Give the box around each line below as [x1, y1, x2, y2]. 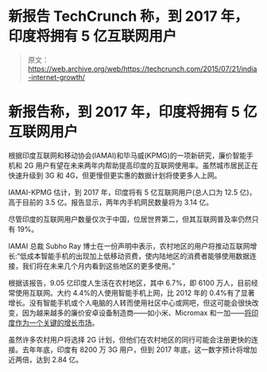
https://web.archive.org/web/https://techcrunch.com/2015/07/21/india [27, 64, 257, 73]
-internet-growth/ [27, 72, 86, 82]
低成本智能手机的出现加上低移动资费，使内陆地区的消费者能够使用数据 [19, 251, 250, 260]
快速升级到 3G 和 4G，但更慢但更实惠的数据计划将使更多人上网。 [8, 170, 222, 180]
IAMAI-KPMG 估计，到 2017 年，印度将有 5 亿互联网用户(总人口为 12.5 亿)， [8, 187, 257, 197]
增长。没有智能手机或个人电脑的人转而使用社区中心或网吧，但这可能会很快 [8, 298, 252, 307]
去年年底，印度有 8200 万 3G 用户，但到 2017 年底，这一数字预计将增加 [21, 344, 257, 354]
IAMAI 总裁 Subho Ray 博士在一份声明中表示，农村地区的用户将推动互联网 [8, 241, 250, 251]
